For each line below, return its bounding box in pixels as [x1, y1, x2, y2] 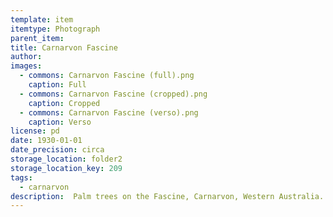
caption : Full [28, 80, 87, 90]
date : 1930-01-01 [10, 136, 83, 146]
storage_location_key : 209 [10, 163, 123, 173]
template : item [10, 14, 74, 25]
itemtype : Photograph [10, 24, 101, 34]
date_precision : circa [10, 145, 105, 155]
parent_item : [10, 33, 65, 43]
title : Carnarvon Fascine [10, 42, 118, 53]
